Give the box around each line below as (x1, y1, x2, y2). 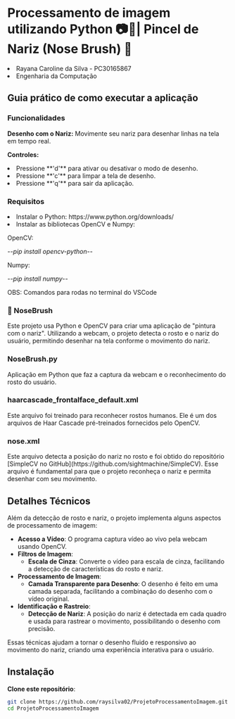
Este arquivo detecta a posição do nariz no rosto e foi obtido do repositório (7, 452, 225, 461)
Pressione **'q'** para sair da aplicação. (16, 179, 134, 187)
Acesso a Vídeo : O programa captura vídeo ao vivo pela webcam (17, 535, 208, 543)
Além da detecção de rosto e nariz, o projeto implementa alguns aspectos (7, 514, 222, 522)
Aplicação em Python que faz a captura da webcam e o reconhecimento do (7, 370, 227, 378)
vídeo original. (27, 594, 70, 603)
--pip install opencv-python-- (7, 247, 93, 255)
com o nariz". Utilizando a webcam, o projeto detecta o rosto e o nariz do (7, 329, 220, 338)
